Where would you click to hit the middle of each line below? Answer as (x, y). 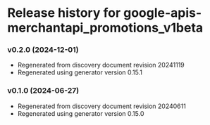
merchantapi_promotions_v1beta (105, 28)
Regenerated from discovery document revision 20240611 (102, 106)
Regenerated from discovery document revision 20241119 (101, 65)
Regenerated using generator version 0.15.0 (81, 113)
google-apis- (162, 13)
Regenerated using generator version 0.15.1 (80, 72)
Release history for (64, 13)
